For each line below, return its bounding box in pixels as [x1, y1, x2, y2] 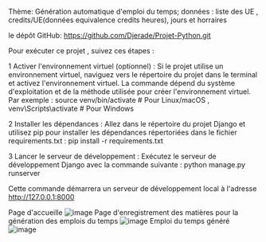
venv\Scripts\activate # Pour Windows [8, 103, 134, 113]
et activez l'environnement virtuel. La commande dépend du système [8, 79, 236, 88]
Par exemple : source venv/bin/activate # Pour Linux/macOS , [8, 96, 209, 104]
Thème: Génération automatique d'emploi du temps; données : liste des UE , [8, 7, 259, 16]
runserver [8, 169, 41, 178]
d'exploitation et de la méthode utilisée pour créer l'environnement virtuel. [8, 87, 251, 96]
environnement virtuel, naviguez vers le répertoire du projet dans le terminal [8, 70, 257, 79]
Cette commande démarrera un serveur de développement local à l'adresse [8, 184, 257, 193]
